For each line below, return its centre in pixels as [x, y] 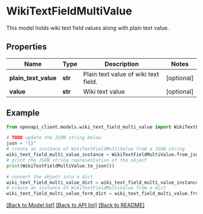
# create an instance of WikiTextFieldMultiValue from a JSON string [96, 149]
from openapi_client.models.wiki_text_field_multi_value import [89, 127]
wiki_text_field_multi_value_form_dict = [59, 194]
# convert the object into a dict [50, 177]
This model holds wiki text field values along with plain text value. [88, 28]
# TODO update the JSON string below [54, 138]
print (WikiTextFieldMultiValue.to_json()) [60, 166]
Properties [27, 47]
